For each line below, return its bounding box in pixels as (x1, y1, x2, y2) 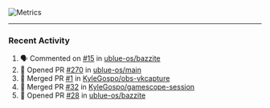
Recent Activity (8, 34, 71, 46)
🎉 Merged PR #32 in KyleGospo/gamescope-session (19, 82, 195, 92)
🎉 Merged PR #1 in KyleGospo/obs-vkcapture (19, 74, 170, 83)
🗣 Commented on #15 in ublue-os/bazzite (19, 54, 161, 63)
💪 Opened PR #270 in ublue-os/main (19, 65, 142, 75)
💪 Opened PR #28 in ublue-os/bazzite (19, 90, 146, 100)
